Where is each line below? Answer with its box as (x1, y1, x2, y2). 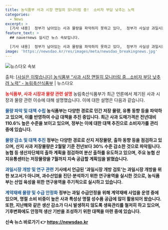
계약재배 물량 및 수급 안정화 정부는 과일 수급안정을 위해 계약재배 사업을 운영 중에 (5, 189, 159, 195)
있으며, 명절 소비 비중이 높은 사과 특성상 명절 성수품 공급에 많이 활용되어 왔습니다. (5, 195, 161, 201)
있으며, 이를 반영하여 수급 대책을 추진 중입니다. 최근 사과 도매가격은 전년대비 (10, 113, 156, 120)
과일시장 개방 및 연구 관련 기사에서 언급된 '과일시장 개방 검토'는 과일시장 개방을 (5, 166, 156, 172)
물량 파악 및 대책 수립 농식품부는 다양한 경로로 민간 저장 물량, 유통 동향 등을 (5, 107, 149, 113)
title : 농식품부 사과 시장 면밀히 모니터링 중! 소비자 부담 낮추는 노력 (5, 7, 135, 12)
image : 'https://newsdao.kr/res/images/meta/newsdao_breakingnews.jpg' (5, 48, 157, 54)
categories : (5, 12, 30, 17)
